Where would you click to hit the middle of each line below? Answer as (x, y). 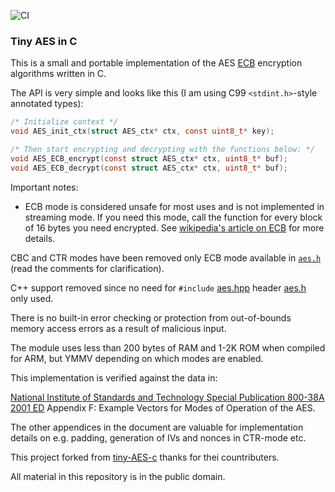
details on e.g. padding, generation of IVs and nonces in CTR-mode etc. (158, 437)
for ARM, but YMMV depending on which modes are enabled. (137, 358)
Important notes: (44, 187)
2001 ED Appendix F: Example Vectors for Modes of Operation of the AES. (163, 407)
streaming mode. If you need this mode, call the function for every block (173, 217)
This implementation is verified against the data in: (114, 377)
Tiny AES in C (44, 41)
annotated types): (47, 104)
